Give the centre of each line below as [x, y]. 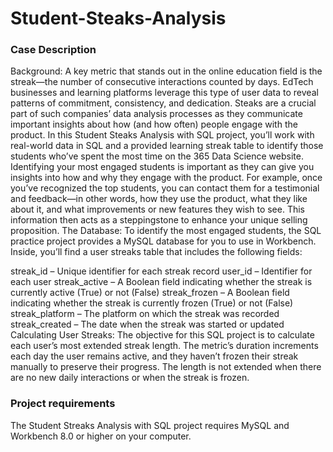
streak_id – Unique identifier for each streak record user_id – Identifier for [161, 271]
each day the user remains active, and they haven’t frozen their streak [154, 356]
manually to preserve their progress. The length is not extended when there [166, 367]
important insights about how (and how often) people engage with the [154, 124]
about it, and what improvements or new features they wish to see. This [157, 209]
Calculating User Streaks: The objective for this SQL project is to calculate [162, 335]
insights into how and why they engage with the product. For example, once [166, 178]
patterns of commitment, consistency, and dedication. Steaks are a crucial [163, 103]
